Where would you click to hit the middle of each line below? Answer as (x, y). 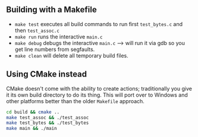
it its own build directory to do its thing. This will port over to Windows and (97, 95)
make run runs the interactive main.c (59, 36)
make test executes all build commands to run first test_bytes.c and (99, 24)
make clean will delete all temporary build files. (72, 55)
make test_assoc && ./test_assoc (48, 117)
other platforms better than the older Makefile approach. (75, 101)
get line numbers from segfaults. (55, 49)
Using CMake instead (47, 74)
